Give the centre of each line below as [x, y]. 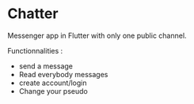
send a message [46, 66]
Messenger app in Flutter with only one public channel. [97, 35]
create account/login [53, 83]
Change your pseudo [53, 91]
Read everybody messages [63, 74]
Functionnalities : [35, 50]
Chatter [33, 14]
